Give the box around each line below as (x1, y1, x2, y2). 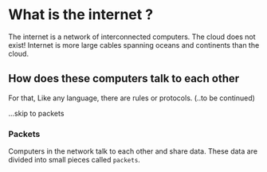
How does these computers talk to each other (8, 72, 240, 85)
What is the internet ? (8, 6, 154, 24)
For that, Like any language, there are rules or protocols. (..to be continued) (8, 93, 255, 103)
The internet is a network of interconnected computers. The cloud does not (8, 32, 257, 41)
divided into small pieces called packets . (8, 155, 141, 165)
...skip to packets (8, 108, 65, 118)
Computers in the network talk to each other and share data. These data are (8, 147, 257, 156)
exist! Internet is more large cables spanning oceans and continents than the (8, 40, 260, 49)
